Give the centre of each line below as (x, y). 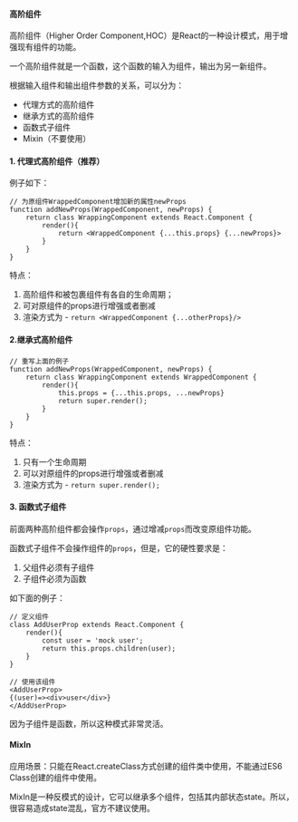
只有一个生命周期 (54, 461)
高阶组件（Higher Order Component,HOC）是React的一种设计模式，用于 (145, 35)
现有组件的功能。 (49, 47)
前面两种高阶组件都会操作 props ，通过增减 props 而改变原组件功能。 (133, 528)
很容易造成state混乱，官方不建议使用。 (82, 808)
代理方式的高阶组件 (58, 105)
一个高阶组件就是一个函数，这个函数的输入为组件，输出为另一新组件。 (140, 66)
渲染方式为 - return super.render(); (91, 484)
